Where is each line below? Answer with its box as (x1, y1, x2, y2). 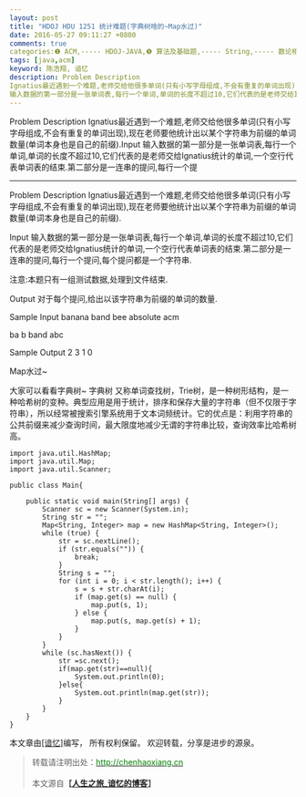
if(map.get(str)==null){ (57, 664, 153, 673)
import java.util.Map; (9, 457, 96, 466)
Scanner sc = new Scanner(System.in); (42, 504, 189, 513)
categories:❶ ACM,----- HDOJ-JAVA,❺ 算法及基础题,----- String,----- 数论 (9, 47, 292, 57)
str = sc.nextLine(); (57, 536, 141, 545)
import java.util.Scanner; (9, 464, 112, 474)
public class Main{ (9, 481, 84, 490)
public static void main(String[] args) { (25, 496, 189, 506)
